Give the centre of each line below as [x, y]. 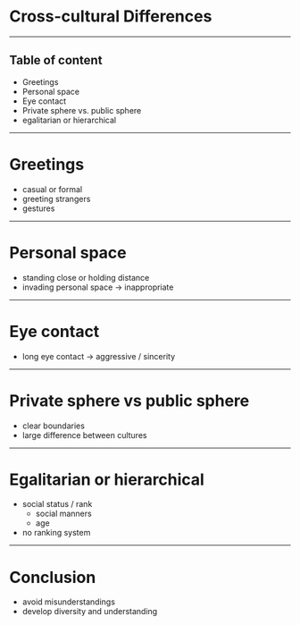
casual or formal [52, 189]
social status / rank [57, 504]
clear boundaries [53, 426]
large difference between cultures [84, 435]
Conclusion [53, 577]
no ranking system [56, 533]
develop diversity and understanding [90, 612]
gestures [38, 208]
